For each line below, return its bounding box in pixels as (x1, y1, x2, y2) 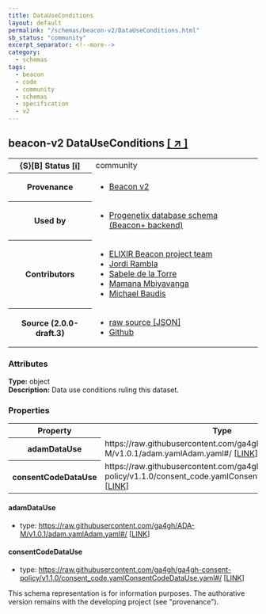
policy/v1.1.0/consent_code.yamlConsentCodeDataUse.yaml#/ (19, 573, 222, 582)
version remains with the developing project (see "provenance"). (8, 597, 219, 606)
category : (8, 48, 41, 56)
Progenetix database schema (108, 210, 218, 221)
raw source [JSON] (108, 317, 181, 328)
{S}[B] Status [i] (19, 160, 81, 171)
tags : (8, 63, 26, 71)
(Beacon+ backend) (108, 219, 184, 231)
